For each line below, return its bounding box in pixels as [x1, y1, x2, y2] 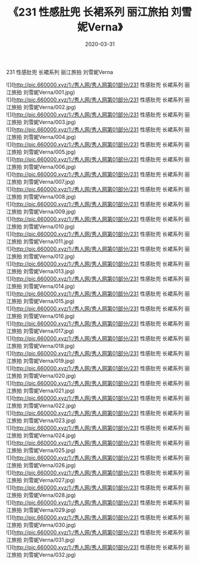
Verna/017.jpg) [38, 327, 74, 334]
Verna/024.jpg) [38, 432, 76, 439]
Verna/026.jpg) [38, 461, 76, 469]
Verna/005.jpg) [38, 148, 76, 155]
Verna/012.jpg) [38, 252, 76, 260]
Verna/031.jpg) [38, 536, 76, 543]
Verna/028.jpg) [38, 491, 76, 498]
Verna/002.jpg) [38, 103, 76, 110]
